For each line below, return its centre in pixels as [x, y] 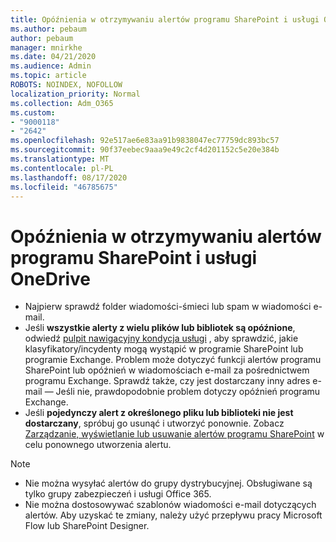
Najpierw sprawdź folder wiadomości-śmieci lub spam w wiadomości [168, 307]
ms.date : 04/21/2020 [53, 57]
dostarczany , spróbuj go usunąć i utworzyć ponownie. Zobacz [154, 423]
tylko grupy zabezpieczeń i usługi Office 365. [118, 494]
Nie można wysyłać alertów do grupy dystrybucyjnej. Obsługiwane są [168, 483]
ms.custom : [33, 112]
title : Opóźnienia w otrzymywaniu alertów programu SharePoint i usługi [165, 19]
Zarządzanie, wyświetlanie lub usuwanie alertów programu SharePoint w [174, 434]
